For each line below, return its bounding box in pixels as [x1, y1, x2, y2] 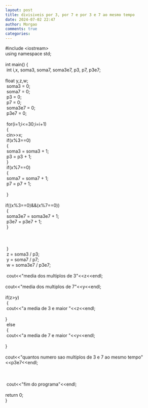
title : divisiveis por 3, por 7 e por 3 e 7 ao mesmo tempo [5, 12, 135, 17]
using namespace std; [5, 50, 52, 57]
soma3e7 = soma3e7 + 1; [6, 213, 59, 219]
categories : [5, 31, 30, 36]
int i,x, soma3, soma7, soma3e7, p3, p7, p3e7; [6, 67, 101, 73]
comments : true [5, 27, 38, 32]
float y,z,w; [5, 78, 29, 84]
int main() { [5, 62, 29, 67]
